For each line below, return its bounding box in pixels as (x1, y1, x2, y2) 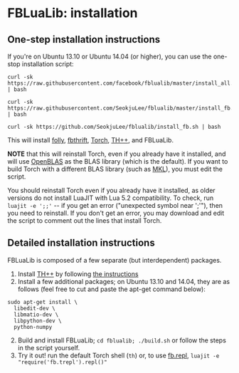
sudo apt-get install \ (7, 298, 78, 305)
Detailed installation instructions (7, 237, 155, 249)
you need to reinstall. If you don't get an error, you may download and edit (7, 209, 225, 217)
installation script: (21, 60, 74, 68)
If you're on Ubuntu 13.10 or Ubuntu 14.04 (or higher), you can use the (7, 52, 212, 61)
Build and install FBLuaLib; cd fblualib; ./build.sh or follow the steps (17, 336, 226, 345)
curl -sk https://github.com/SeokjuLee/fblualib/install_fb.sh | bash (7, 123, 221, 130)
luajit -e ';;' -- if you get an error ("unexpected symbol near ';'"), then (7, 201, 223, 209)
